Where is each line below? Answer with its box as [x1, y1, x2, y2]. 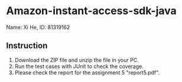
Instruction [6, 41, 48, 51]
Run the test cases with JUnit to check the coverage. [14, 63, 144, 70]
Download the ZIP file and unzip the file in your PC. [14, 56, 139, 63]
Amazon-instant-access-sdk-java [6, 4, 177, 18]
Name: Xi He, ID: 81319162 [6, 24, 70, 31]
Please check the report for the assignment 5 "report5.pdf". [14, 69, 160, 76]
